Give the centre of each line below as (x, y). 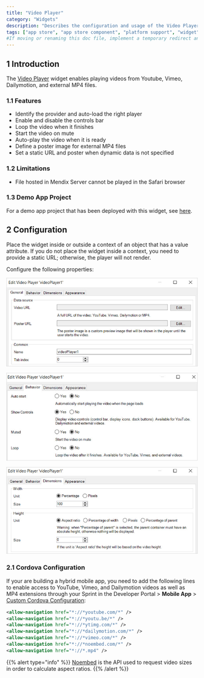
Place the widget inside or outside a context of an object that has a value (97, 244)
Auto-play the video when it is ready (60, 140)
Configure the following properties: (50, 269)
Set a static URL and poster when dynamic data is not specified (94, 153)
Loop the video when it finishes (54, 127)
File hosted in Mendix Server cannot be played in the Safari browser (100, 182)
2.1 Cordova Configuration (46, 567)
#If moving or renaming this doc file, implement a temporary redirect (99, 39)
